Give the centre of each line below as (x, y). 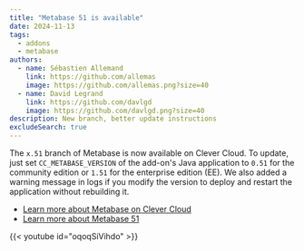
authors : (26, 60)
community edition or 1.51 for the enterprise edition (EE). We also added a (148, 172)
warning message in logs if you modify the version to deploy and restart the (151, 182)
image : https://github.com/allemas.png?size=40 (117, 85)
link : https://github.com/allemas (91, 77)
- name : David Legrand (60, 93)
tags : (20, 34)
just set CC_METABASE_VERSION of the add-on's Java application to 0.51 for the (152, 163)
